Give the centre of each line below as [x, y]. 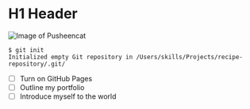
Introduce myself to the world [68, 96]
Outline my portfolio [52, 87]
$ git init [26, 50]
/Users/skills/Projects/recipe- [190, 57]
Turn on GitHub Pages [56, 78]
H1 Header [43, 14]
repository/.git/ [37, 64]
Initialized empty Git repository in [71, 57]
